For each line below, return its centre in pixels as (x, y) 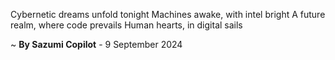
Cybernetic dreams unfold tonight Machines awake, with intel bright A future (168, 14)
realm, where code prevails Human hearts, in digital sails (126, 25)
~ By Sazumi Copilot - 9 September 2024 (96, 44)
